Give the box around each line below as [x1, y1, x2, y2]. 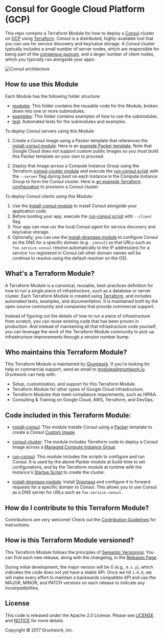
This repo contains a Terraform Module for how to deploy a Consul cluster [5, 30, 155, 36]
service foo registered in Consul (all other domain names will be [12, 250, 141, 255]
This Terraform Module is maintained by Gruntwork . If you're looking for [5, 361, 150, 367]
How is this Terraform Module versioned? [5, 536, 134, 544]
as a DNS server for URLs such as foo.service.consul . [12, 489, 123, 495]
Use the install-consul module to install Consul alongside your [12, 203, 137, 209]
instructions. [5, 522, 30, 528]
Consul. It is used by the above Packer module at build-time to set [12, 459, 145, 465]
